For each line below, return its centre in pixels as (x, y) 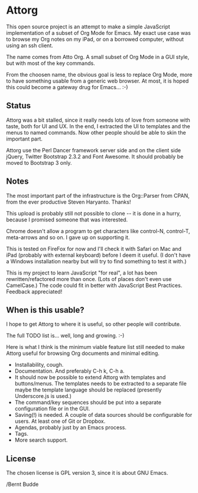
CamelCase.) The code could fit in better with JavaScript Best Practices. (94, 285)
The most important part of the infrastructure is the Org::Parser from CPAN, (98, 195)
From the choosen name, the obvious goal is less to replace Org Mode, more (99, 74)
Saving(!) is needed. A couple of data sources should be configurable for (103, 415)
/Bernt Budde (22, 484)
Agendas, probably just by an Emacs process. (71, 427)
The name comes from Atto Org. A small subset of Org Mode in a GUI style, (98, 57)
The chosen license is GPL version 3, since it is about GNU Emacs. (87, 473)
